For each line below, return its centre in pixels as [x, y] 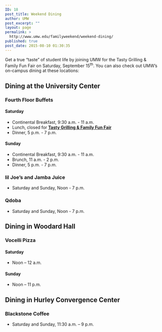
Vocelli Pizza [21, 240]
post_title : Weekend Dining [33, 14]
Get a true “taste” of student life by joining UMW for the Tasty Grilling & [76, 59]
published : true [21, 41]
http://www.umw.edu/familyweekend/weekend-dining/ [61, 37]
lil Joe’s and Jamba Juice [35, 177]
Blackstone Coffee [27, 314]
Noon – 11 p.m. [26, 284]
